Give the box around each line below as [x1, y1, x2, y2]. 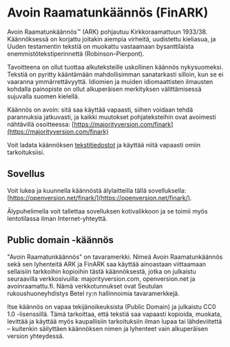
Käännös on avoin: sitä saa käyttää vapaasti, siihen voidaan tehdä [7, 105, 194, 114]
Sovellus [7, 168, 45, 180]
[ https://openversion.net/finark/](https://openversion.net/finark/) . [7, 193, 192, 202]
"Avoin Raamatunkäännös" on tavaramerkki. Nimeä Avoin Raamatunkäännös [7, 253, 223, 261]
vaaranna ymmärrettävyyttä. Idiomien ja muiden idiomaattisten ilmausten [7, 77, 213, 85]
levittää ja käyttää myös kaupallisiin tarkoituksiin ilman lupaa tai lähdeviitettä [7, 317, 222, 325]
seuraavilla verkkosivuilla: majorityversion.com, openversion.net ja [7, 274, 196, 283]
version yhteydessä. [7, 332, 64, 340]
